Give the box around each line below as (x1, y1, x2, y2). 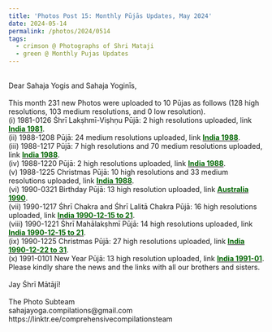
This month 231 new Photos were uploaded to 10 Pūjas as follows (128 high (8, 98, 260, 107)
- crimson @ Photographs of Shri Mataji (15, 42, 154, 50)
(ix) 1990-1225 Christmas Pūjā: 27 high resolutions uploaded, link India (8, 237, 245, 246)
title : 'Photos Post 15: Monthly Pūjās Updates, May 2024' (8, 11, 213, 20)
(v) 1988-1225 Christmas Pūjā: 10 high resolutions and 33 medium (8, 168, 229, 177)
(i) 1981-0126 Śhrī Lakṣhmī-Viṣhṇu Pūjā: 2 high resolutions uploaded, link (8, 116, 253, 124)
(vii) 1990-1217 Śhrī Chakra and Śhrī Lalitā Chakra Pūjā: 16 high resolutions (8, 202, 257, 212)
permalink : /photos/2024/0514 (8, 27, 111, 35)
